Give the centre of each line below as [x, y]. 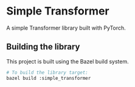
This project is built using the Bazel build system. [67, 61]
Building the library [43, 47]
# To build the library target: [47, 72]
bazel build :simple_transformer [49, 78]
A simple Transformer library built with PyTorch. [66, 28]
